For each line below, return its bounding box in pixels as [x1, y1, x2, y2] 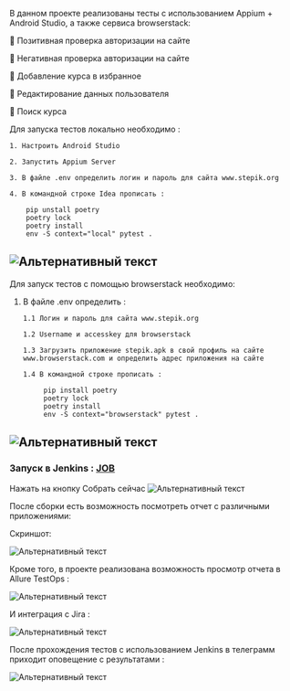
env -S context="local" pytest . [26, 229, 153, 239]
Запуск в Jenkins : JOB [9, 462, 116, 474]
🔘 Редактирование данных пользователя [9, 89, 170, 99]
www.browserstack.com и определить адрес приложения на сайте [22, 354, 264, 363]
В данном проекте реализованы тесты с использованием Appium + [9, 8, 274, 18]
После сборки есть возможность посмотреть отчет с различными [9, 500, 271, 511]
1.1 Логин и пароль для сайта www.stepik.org [22, 314, 199, 323]
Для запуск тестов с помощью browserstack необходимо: [9, 278, 235, 289]
